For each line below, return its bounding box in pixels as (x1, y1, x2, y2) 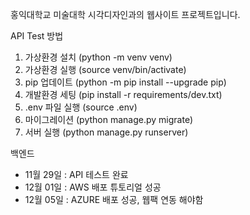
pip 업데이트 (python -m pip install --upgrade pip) (24, 76, 227, 88)
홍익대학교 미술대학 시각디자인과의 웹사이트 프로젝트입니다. (10, 9, 241, 20)
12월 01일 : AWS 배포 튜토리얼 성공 (24, 181, 162, 193)
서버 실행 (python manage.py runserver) (24, 126, 189, 138)
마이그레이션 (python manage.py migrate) (24, 114, 194, 125)
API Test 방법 (10, 30, 64, 42)
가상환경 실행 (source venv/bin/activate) (24, 64, 187, 75)
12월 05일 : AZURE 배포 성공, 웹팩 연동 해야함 (24, 194, 204, 205)
